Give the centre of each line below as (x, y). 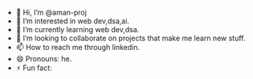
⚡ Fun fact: (34, 68)
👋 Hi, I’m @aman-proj (51, 12)
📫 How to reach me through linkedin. (78, 47)
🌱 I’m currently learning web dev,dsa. (78, 29)
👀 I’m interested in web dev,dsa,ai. (73, 21)
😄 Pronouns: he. (44, 59)
